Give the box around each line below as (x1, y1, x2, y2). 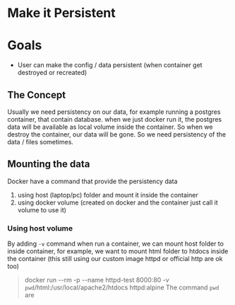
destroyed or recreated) (17, 69, 88, 77)
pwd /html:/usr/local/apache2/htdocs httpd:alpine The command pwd (24, 283, 219, 292)
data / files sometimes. (7, 137, 74, 146)
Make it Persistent (7, 5, 116, 21)
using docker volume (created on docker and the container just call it (17, 198, 219, 207)
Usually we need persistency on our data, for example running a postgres (7, 108, 221, 116)
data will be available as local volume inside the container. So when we (7, 122, 213, 131)
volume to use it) (17, 205, 67, 214)
